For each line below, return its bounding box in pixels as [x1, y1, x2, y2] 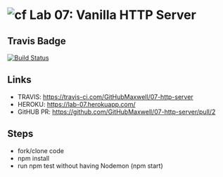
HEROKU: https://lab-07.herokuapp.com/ [17, 100, 136, 108]
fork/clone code [17, 146, 65, 155]
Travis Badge [7, 35, 67, 47]
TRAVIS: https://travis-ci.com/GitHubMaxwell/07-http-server [17, 92, 193, 101]
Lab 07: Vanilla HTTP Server [29, 7, 197, 23]
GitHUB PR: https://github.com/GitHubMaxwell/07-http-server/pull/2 [17, 107, 216, 116]
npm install [17, 154, 50, 162]
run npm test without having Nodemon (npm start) [17, 162, 163, 170]
